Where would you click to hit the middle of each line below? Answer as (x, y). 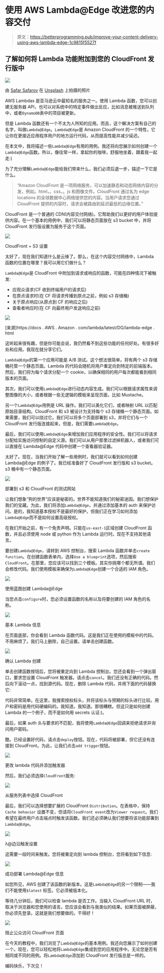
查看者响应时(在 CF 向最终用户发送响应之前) (56, 308)
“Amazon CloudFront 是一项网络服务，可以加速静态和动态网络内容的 (85, 185)
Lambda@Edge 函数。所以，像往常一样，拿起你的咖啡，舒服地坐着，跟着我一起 (81, 152)
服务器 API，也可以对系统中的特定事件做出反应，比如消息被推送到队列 (84, 106)
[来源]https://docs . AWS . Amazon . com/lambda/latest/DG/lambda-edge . (80, 327)
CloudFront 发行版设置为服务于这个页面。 (47, 226)
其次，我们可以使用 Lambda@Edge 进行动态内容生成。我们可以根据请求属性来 (79, 389)
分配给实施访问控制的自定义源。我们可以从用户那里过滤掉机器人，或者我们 (80, 440)
